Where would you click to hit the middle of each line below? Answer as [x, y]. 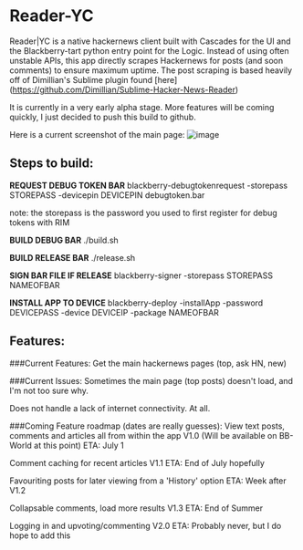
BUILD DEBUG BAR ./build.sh [64, 240]
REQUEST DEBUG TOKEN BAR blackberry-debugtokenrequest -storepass [149, 185]
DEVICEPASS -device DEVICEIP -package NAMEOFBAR [114, 312]
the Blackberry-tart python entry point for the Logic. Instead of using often [149, 50]
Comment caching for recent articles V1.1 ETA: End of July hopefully [137, 462]
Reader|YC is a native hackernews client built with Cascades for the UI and [150, 41]
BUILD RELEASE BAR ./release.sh [73, 257]
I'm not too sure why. [49, 390]
